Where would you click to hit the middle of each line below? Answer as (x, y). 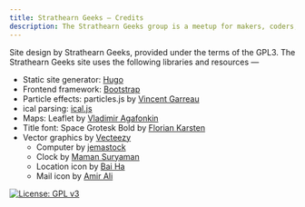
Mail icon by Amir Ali (74, 176)
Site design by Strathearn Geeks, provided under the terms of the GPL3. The (152, 52)
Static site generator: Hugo (73, 79)
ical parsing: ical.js (57, 108)
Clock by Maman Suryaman (88, 156)
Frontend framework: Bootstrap (81, 89)
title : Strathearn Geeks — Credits (77, 18)
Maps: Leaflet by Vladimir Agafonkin (90, 118)
